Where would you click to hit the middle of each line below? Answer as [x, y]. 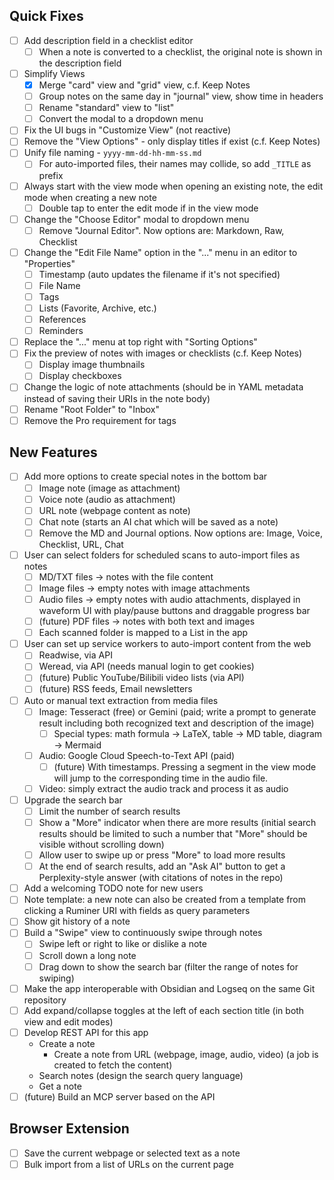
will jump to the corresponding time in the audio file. [161, 778]
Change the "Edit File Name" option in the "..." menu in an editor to [160, 252]
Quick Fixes [46, 16]
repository [45, 1000]
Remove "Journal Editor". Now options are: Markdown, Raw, [161, 230]
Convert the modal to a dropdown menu [121, 119]
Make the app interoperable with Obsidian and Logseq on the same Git [169, 988]
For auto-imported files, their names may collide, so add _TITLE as [175, 164]
